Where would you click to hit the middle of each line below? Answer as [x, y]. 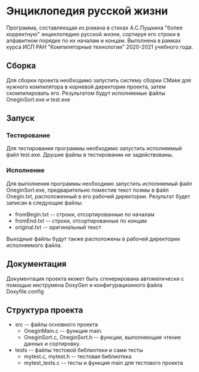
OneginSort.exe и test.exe [38, 99]
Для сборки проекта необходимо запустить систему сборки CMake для [99, 80]
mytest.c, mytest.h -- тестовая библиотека [78, 356]
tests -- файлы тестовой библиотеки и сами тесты [79, 350]
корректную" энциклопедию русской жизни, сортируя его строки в [93, 34]
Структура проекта [45, 310]
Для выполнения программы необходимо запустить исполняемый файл [99, 183]
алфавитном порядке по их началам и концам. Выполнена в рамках [94, 40]
